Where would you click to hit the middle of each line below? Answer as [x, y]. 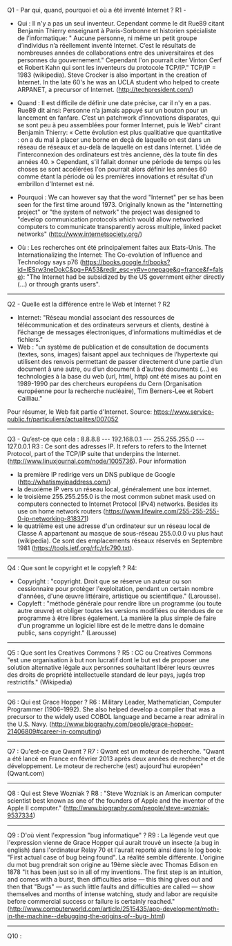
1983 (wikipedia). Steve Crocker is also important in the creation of [112, 75]
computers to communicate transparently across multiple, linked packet [119, 227]
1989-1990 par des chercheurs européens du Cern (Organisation [109, 384]
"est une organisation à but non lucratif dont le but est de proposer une [108, 660]
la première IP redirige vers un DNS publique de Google [96, 474]
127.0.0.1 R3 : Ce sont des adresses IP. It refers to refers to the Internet [107, 446]
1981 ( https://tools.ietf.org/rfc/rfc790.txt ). [76, 548]
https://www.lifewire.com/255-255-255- [162, 511]
